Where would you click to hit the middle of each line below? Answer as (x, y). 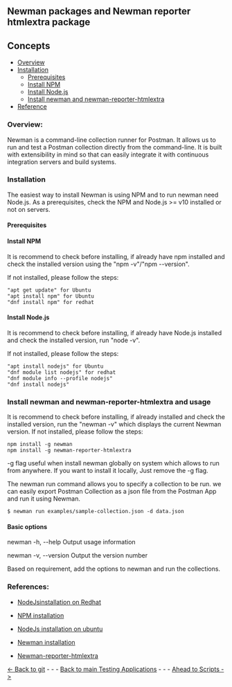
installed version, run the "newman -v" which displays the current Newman (114, 425)
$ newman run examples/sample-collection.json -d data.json (96, 512)
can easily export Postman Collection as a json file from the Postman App (112, 492)
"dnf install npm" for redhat (51, 302)
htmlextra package (49, 23)
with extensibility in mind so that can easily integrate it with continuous (108, 154)
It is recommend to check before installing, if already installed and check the (116, 417)
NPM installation (41, 615)
